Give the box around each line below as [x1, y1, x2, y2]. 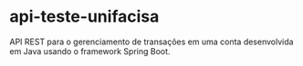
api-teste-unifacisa [9, 6, 160, 27]
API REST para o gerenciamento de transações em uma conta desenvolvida [9, 36, 294, 47]
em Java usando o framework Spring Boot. [9, 45, 171, 56]
